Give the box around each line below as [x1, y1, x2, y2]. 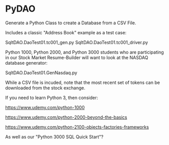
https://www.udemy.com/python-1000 [5, 104, 85, 110]
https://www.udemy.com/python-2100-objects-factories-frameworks [5, 124, 149, 130]
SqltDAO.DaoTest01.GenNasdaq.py [5, 69, 77, 76]
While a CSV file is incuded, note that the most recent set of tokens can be [5, 79, 160, 85]
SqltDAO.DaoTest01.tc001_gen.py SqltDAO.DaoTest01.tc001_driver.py [5, 39, 148, 45]
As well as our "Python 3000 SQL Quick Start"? [5, 133, 103, 139]
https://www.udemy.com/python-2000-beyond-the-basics [5, 114, 128, 120]
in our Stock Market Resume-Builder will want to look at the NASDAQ [5, 54, 148, 61]
